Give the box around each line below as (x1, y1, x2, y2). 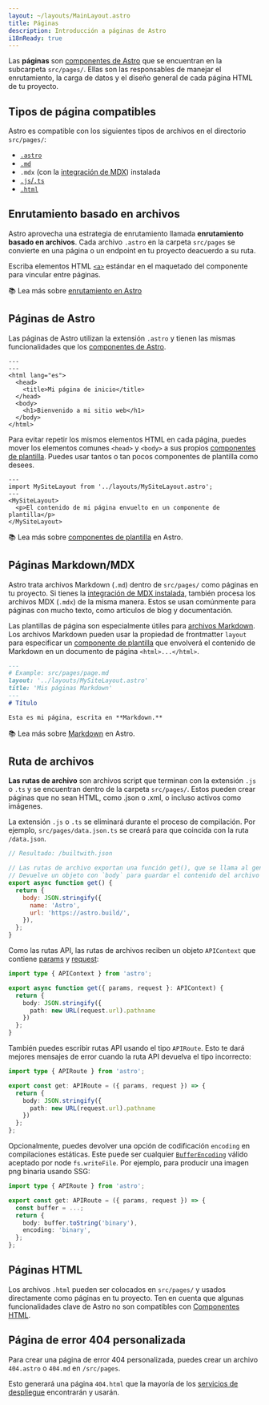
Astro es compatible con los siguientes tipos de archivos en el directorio (8, 126, 247, 136)
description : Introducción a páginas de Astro (8, 26, 167, 34)
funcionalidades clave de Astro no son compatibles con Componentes (8, 1302, 240, 1311)
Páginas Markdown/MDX (8, 559, 135, 572)
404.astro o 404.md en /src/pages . (8, 1363, 121, 1373)
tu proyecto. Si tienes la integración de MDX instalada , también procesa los (8, 588, 256, 598)
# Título (8, 699, 38, 707)
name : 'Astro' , (29, 901, 81, 910)
